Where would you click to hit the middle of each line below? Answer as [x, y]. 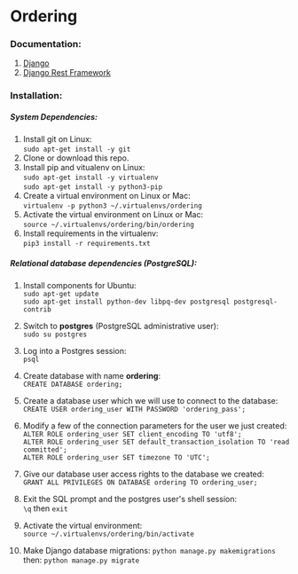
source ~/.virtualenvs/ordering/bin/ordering [108, 225]
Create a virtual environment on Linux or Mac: [106, 196]
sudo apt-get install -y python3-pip [93, 187]
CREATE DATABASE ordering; [73, 385]
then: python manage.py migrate [81, 560]
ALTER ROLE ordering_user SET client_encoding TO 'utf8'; [132, 435]
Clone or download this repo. [76, 158]
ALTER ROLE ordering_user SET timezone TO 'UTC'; [117, 458]
